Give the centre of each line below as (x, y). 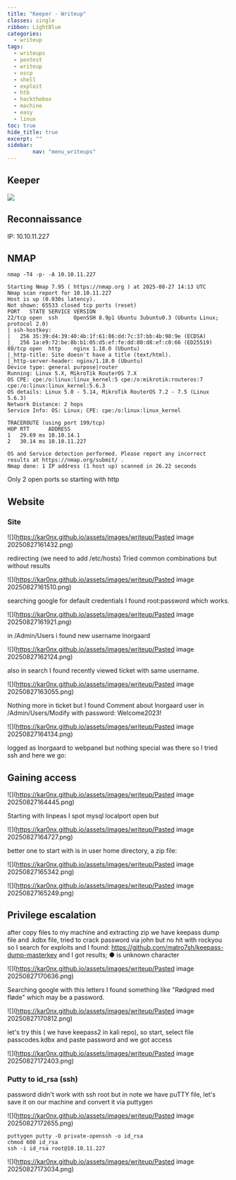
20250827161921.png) (39, 622)
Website (26, 501)
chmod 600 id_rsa (33, 1143)
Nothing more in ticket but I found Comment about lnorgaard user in (106, 706)
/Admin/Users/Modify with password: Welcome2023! (85, 713)
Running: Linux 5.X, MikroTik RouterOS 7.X (72, 374)
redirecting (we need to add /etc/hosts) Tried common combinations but (112, 558)
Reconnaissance (45, 219)
